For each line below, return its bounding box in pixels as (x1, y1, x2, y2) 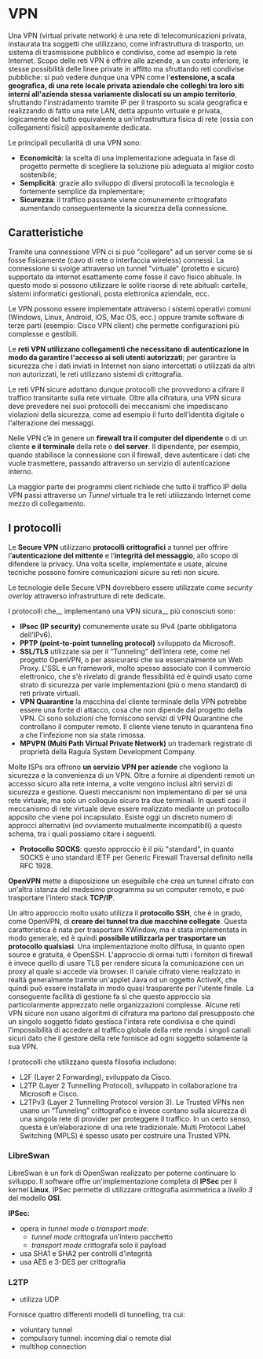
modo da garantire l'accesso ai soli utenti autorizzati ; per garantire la (8, 352, 236, 362)
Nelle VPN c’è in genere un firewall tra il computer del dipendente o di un (8, 433, 247, 443)
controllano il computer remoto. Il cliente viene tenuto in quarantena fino (19, 721, 254, 731)
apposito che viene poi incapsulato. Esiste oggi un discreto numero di (8, 812, 233, 822)
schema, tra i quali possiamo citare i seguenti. (8, 829, 157, 838)
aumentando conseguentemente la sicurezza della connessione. (19, 203, 228, 212)
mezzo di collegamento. (8, 499, 86, 508)
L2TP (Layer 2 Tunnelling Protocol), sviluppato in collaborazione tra (19, 1081, 238, 1090)
